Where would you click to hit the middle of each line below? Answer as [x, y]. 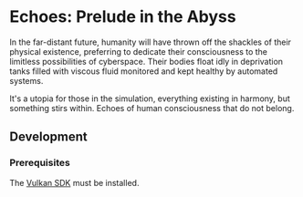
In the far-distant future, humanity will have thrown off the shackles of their [151, 42]
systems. [26, 80]
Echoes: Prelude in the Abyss [123, 17]
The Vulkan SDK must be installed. [74, 182]
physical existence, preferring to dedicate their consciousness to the [138, 51]
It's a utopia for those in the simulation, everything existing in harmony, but [150, 98]
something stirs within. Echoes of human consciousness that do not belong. [152, 108]
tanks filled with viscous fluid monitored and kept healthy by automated [144, 71]
